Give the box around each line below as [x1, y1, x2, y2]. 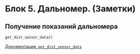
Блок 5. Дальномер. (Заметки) [5, 3, 136, 14]
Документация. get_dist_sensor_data [5, 43, 82, 49]
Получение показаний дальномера [5, 22, 118, 31]
